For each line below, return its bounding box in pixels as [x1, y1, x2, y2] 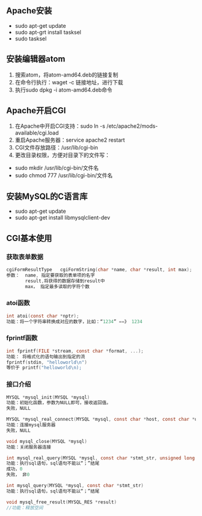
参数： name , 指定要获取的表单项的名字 [6, 272, 95, 278]
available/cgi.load [14, 129, 59, 137]
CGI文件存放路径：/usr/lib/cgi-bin [14, 144, 98, 151]
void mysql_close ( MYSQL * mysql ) [6, 438, 87, 444]
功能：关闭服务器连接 [6, 444, 51, 450]
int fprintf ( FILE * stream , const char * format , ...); [6, 348, 144, 354]
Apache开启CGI [6, 105, 66, 116]
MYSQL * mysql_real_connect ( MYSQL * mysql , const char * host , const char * [6, 417, 195, 423]
